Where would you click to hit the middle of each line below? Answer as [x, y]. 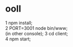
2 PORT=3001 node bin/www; [36, 28]
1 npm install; [19, 23]
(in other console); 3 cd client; [37, 33]
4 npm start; [18, 39]
